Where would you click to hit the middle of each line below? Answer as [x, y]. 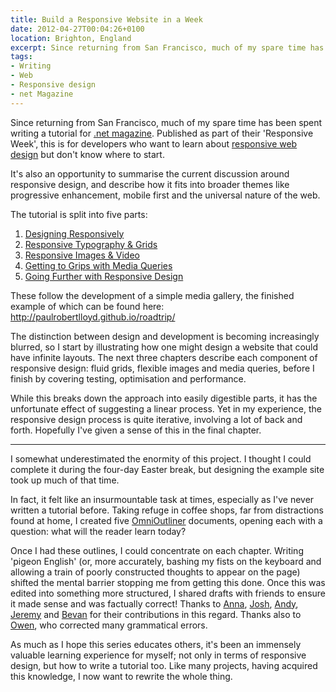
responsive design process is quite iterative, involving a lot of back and [156, 419]
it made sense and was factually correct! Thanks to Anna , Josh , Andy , [154, 603]
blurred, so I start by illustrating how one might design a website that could [164, 347]
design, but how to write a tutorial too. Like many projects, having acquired [164, 665]
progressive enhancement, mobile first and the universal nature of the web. [165, 195]
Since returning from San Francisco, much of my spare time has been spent [166, 122]
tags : [21, 57]
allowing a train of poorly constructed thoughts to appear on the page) [155, 572]
